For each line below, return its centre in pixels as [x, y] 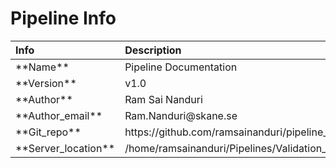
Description [153, 50]
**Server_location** [65, 148]
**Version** [46, 83]
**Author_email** [59, 115]
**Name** [42, 67]
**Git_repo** [48, 132]
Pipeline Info [63, 18]
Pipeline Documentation [181, 67]
